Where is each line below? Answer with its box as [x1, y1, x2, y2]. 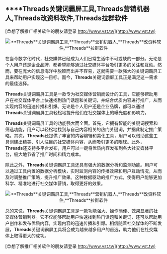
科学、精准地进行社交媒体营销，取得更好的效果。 [5, 180, 105, 186]
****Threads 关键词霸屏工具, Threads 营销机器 [5, 4, 150, 13]
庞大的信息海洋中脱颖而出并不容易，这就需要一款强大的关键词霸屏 [22, 68, 158, 74]
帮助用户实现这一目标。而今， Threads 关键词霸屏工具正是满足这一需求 [13, 74, 158, 80]
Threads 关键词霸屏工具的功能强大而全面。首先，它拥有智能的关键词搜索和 [5, 120, 158, 126]
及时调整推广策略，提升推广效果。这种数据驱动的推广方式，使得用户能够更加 [5, 174, 162, 180]
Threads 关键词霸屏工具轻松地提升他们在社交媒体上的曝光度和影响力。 [5, 109, 149, 115]
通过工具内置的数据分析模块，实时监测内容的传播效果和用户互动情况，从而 [9, 168, 162, 174]
